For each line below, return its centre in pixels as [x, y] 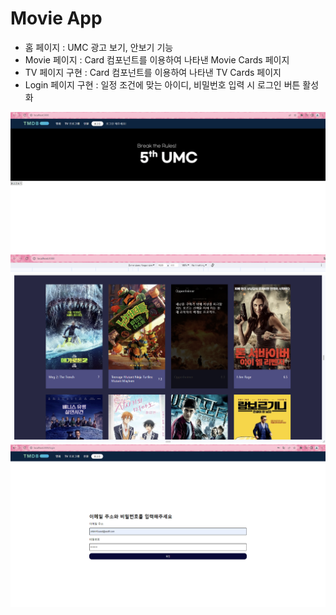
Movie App [56, 18]
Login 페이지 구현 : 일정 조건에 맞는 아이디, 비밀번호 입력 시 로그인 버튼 [162, 84]
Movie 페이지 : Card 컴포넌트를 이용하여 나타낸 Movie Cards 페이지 [157, 59]
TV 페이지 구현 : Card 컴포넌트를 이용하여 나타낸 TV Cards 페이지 [153, 72]
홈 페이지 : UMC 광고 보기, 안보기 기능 [99, 47]
